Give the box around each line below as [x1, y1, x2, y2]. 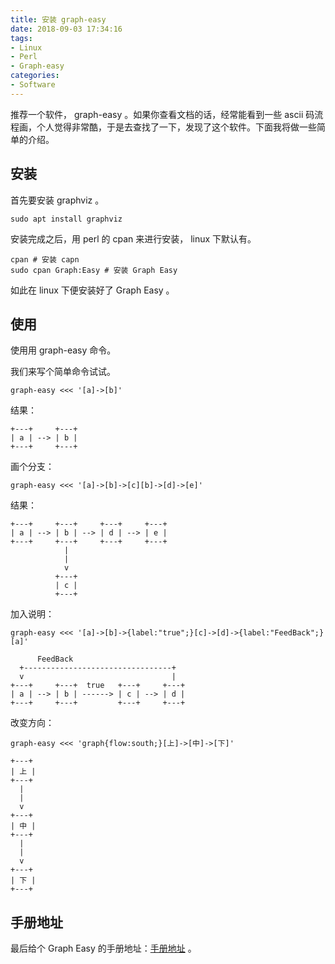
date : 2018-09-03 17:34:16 [10, 24, 123, 34]
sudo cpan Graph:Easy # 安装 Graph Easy [10, 265, 178, 275]
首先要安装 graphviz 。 [10, 194, 105, 206]
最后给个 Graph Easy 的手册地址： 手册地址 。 [10, 942, 197, 955]
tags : [10, 33, 33, 43]
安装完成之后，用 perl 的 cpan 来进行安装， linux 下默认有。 [10, 232, 257, 245]
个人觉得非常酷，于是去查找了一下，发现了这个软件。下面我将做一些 [36, 121, 317, 133]
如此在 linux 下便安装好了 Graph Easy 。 [10, 284, 175, 296]
